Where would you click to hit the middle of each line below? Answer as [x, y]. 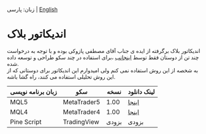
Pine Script [26, 122]
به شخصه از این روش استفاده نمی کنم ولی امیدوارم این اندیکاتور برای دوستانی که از [103, 70]
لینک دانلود [141, 91]
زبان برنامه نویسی [33, 91]
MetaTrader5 [82, 102]
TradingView [81, 122]
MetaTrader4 [82, 111]
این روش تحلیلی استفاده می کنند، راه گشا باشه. [61, 77]
